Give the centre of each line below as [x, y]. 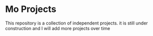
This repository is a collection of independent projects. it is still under [76, 23]
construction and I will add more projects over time [58, 28]
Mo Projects [31, 9]
